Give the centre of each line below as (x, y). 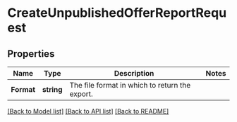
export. (81, 94)
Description (134, 73)
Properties (31, 54)
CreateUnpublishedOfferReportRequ (117, 13)
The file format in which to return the (130, 85)
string (52, 89)
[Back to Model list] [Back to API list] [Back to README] (88, 111)
